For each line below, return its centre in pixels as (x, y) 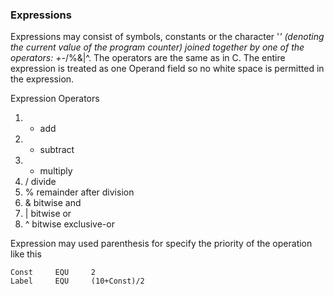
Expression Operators (55, 99)
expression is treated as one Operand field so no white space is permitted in (167, 69)
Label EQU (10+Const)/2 (77, 281)
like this (26, 254)
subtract (57, 150)
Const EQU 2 (53, 273)
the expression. (42, 79)
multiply (56, 171)
